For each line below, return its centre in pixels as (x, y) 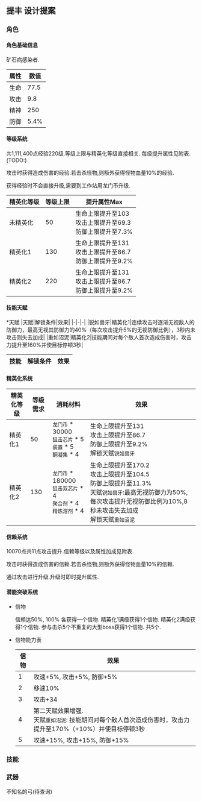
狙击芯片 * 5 (68, 439)
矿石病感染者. (23, 60)
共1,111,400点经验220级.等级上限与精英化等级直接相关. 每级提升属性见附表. (99, 153)
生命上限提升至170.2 (120, 465)
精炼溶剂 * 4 (68, 511)
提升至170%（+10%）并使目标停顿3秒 (89, 729)
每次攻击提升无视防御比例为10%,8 (139, 501)
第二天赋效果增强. (58, 711)
